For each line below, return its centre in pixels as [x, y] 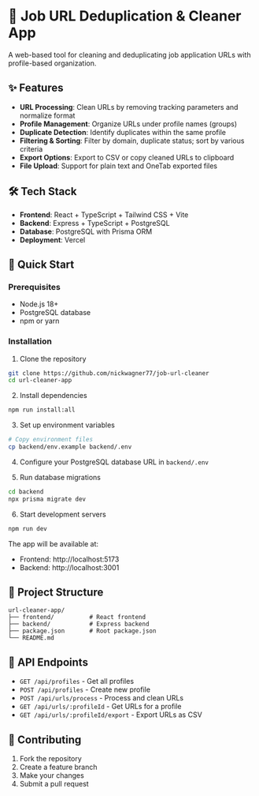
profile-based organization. [52, 63]
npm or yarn [39, 321]
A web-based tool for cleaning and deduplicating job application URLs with [129, 54]
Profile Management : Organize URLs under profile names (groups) [128, 124]
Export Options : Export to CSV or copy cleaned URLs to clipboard [127, 157]
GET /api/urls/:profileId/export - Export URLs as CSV [111, 715]
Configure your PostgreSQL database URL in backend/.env [114, 462]
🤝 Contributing [45, 740]
